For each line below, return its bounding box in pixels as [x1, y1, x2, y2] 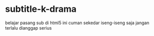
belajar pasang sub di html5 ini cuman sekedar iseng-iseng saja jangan [5, 20, 150, 26]
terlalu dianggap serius [5, 25, 52, 31]
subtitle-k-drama [5, 3, 77, 15]
